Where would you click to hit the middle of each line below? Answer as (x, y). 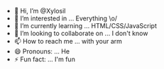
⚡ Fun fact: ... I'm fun (45, 59)
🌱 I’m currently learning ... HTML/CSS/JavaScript (86, 26)
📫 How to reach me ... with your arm (68, 41)
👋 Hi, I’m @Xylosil (40, 11)
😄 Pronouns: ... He (42, 51)
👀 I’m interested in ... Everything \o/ (66, 18)
